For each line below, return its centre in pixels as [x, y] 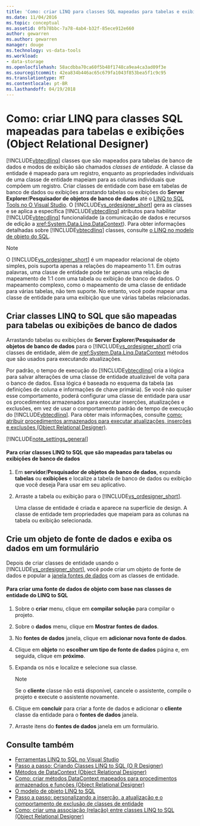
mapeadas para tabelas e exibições [95, 131]
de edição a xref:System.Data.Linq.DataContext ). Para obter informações [96, 223]
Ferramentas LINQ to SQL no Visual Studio [67, 759]
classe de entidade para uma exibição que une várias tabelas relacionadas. [98, 297]
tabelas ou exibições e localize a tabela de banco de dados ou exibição [103, 478]
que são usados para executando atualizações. [64, 359]
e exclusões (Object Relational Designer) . [57, 427]
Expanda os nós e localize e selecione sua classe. [76, 667]
